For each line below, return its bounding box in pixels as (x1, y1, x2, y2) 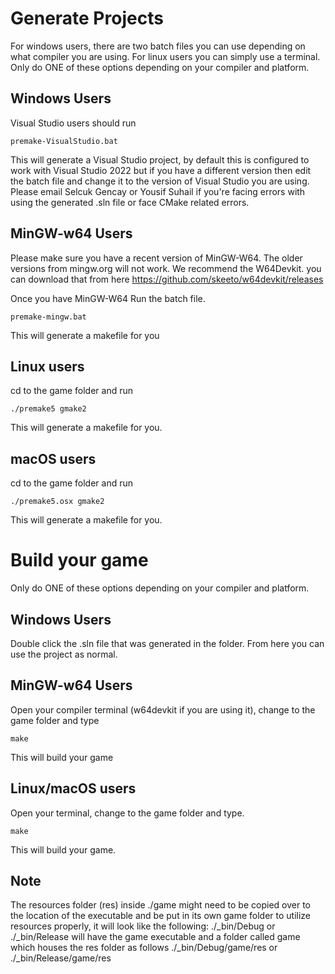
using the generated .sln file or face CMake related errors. (10, 196, 250, 208)
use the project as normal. (10, 648, 118, 660)
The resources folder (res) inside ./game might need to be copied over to (10, 899, 311, 911)
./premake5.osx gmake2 (10, 497, 105, 507)
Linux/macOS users (10, 780, 137, 797)
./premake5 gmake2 (10, 404, 87, 414)
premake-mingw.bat (10, 312, 87, 322)
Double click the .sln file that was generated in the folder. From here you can (10, 637, 325, 649)
